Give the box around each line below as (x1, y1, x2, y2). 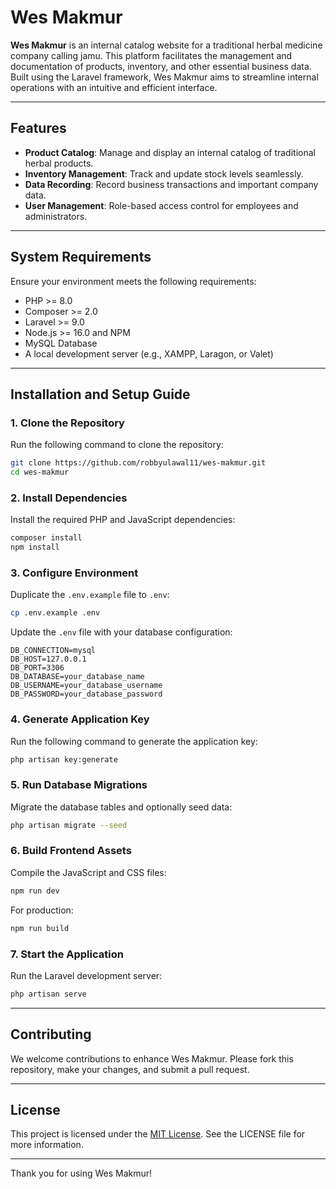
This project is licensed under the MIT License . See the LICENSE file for (10, 1128, 306, 1140)
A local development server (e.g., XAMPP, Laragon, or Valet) (24, 347, 274, 360)
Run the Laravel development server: (10, 969, 163, 981)
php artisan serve (10, 989, 87, 999)
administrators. (24, 210, 88, 222)
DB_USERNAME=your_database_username (10, 681, 163, 691)
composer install (10, 533, 83, 543)
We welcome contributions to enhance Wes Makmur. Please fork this (10, 1052, 294, 1065)
